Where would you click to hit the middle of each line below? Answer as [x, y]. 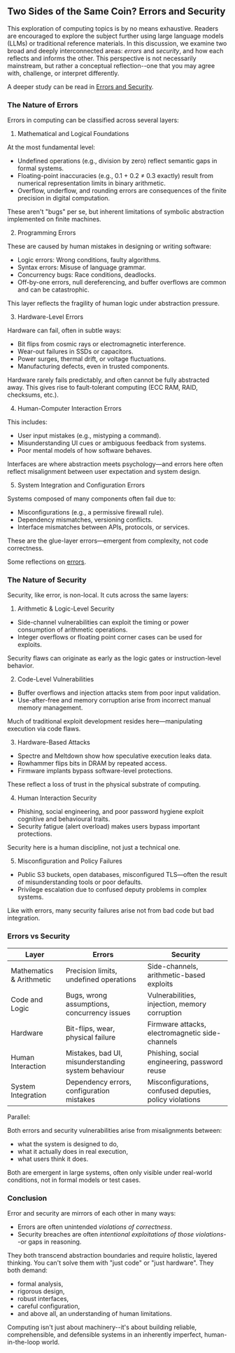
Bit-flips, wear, [90, 1028]
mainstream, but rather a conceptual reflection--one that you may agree [111, 65]
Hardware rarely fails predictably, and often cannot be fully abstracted [108, 380]
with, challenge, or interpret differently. [63, 73]
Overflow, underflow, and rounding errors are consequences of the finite [122, 191]
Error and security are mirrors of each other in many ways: [92, 1213]
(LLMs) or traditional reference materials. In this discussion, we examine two [117, 43]
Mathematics [32, 970]
